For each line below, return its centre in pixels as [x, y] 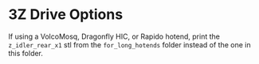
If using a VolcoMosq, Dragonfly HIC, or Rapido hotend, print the [114, 36]
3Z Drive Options [66, 15]
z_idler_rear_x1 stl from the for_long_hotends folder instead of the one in [129, 44]
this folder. [26, 53]
